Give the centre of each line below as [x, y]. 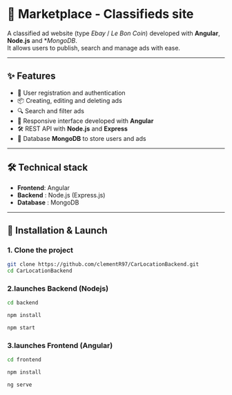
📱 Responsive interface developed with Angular [85, 121]
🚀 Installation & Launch [58, 230]
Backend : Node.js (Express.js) [61, 195]
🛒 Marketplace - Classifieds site [100, 14]
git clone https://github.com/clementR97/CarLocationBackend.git [103, 264]
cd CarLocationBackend [40, 271]
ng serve [20, 385]
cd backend [23, 303]
